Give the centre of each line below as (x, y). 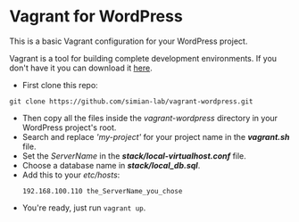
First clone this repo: (60, 85)
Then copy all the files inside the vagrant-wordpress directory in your (150, 118)
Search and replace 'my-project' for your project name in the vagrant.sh (156, 136)
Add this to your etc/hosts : (71, 175)
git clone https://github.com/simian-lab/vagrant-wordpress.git (131, 101)
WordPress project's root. (69, 127)
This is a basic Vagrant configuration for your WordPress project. (129, 41)
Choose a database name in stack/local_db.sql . (111, 165)
